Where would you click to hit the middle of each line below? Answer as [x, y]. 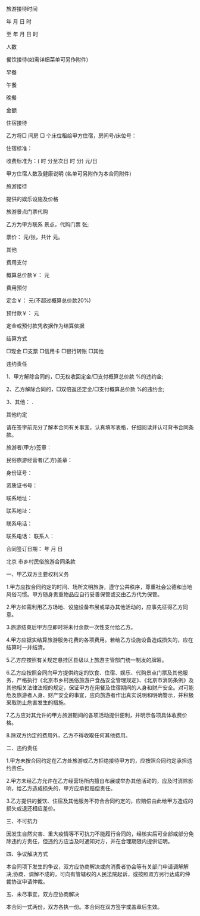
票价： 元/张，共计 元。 [35, 237]
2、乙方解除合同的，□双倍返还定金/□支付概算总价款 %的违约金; [85, 389]
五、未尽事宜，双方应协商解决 [43, 894]
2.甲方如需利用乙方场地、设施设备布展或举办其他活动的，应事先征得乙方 [95, 607]
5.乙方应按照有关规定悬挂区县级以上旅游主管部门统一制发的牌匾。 [87, 660]
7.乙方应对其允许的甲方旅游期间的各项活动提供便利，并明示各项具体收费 [94, 715]
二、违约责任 [22, 748]
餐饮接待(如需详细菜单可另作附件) [47, 59]
